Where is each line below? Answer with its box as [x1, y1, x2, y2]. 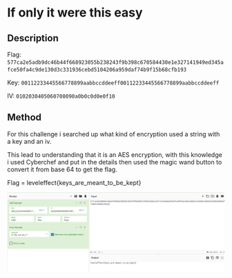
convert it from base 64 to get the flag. [7, 165, 117, 173]
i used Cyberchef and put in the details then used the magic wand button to [7, 158, 222, 166]
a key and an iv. [7, 137, 52, 145]
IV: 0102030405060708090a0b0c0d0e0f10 [7, 92, 115, 100]
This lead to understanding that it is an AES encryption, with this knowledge [7, 150, 222, 159]
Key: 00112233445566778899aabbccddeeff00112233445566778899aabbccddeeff [7, 78, 220, 87]
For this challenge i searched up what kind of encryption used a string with [7, 129, 220, 138]
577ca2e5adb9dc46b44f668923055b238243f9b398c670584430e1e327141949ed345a [7, 59, 224, 66]
